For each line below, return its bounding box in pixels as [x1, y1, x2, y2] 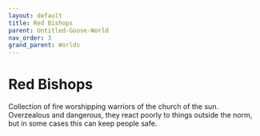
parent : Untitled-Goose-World [8, 26, 110, 34]
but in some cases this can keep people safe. [8, 119, 158, 128]
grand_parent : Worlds [8, 41, 81, 49]
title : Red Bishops [8, 19, 74, 27]
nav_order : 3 [8, 33, 52, 42]
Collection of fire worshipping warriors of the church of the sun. [8, 102, 218, 111]
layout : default [8, 11, 62, 20]
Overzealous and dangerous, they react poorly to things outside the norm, [8, 111, 253, 120]
